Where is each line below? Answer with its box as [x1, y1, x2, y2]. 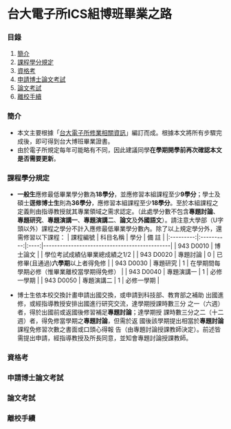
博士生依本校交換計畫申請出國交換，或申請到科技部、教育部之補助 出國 [16, 291, 218, 300]
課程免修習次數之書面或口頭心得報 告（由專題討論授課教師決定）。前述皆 [16, 325, 221, 334]
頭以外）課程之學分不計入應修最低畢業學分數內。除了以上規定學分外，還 [16, 224, 222, 233]
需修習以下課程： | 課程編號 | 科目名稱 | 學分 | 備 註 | [16, 233, 165, 242]
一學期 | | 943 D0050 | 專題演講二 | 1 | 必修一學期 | [16, 276, 160, 284]
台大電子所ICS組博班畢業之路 [7, 6, 172, 22]
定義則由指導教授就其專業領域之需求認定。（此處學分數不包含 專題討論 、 [16, 207, 219, 216]
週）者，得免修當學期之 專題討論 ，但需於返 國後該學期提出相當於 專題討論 [16, 317, 224, 325]
